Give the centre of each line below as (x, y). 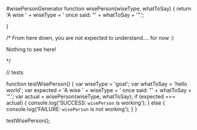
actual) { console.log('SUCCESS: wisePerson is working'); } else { (86, 103)
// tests (15, 72)
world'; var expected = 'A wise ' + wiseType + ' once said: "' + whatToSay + (99, 90)
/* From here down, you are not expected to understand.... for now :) (90, 38)
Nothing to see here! (31, 49)
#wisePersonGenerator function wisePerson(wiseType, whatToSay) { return (99, 9)
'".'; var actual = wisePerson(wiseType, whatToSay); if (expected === (91, 96)
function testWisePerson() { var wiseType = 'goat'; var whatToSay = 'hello (97, 84)
